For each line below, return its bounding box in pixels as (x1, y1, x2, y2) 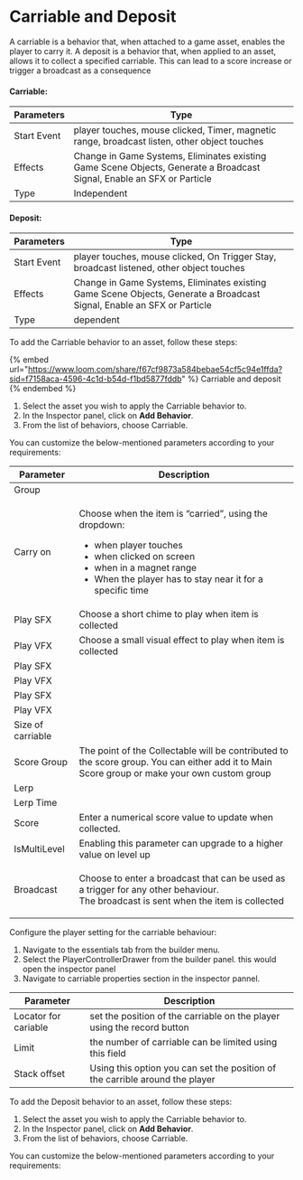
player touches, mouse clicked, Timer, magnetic (73, 124, 277, 136)
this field (89, 1047, 126, 1060)
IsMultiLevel (14, 843, 65, 856)
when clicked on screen (94, 550, 196, 563)
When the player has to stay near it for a (94, 573, 263, 585)
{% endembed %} (9, 383, 77, 394)
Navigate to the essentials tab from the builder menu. (22, 944, 221, 955)
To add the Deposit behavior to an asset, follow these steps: (9, 1096, 233, 1108)
